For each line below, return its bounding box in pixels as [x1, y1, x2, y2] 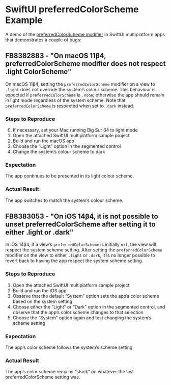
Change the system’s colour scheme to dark [12, 149, 105, 155]
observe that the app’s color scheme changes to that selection [12, 309, 144, 315]
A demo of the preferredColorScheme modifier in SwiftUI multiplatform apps [5, 31, 165, 37]
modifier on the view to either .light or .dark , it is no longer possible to [5, 252, 155, 259]
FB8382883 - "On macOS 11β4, [5, 52, 106, 60]
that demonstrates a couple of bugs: [5, 37, 81, 43]
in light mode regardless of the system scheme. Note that [5, 97, 126, 103]
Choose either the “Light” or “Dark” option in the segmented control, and [12, 303, 165, 310]
